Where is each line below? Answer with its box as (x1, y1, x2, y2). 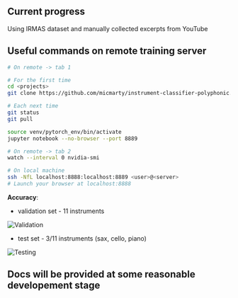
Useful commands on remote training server (7, 45, 207, 57)
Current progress (7, 6, 86, 18)
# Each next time (7, 103, 59, 110)
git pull (7, 115, 33, 122)
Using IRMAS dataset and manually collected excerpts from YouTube (7, 24, 208, 33)
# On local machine (7, 167, 65, 174)
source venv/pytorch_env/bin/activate (7, 128, 122, 135)
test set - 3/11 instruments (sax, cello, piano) (17, 234, 147, 243)
